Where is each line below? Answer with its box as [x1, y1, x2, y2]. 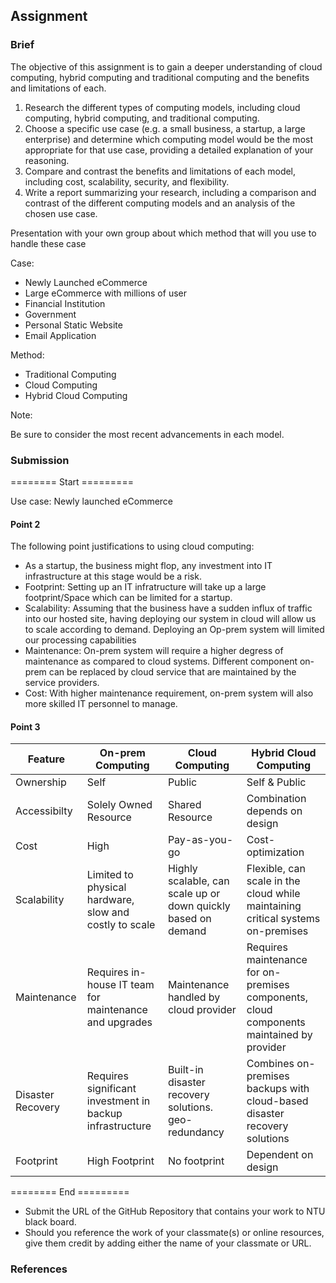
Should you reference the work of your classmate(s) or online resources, [24, 1227, 325, 1239]
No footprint [167, 1154, 225, 1168]
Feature [27, 752, 66, 766]
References [10, 1262, 68, 1276]
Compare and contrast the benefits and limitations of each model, [24, 165, 297, 177]
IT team [118, 978, 155, 992]
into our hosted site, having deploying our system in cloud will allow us [24, 613, 317, 625]
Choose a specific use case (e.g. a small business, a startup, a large [24, 122, 306, 134]
